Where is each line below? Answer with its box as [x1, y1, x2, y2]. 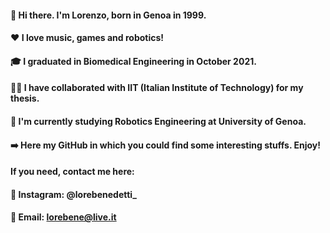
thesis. [10, 92, 40, 105]
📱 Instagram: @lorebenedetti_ [10, 188, 137, 200]
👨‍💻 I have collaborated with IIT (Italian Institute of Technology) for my [10, 82, 304, 94]
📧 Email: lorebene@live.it [10, 211, 117, 223]
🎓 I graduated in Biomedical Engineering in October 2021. [10, 55, 257, 67]
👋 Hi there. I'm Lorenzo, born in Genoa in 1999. [10, 9, 207, 21]
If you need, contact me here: [10, 166, 135, 178]
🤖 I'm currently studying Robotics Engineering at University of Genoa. [10, 115, 307, 127]
